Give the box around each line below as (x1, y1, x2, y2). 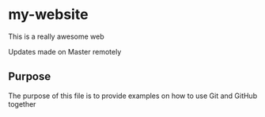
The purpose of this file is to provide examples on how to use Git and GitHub (8, 91, 258, 100)
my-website (8, 6, 89, 24)
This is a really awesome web (8, 32, 104, 41)
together (8, 99, 36, 108)
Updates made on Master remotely (8, 47, 122, 56)
